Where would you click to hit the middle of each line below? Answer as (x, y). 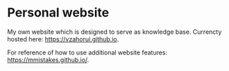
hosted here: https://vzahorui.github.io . (63, 39)
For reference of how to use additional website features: (87, 52)
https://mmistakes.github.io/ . (48, 59)
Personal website (58, 13)
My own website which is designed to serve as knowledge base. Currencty (114, 32)
